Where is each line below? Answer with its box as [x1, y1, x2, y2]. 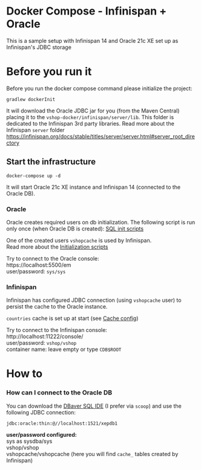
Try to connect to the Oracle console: [6, 255, 100, 262]
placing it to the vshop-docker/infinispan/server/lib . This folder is [6, 113, 174, 120]
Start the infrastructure [6, 157, 96, 167]
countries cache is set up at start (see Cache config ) [6, 315, 139, 322]
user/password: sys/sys [6, 267, 66, 275]
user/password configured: [6, 431, 77, 438]
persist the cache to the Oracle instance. [6, 303, 108, 310]
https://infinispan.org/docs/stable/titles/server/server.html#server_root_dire [6, 132, 195, 140]
